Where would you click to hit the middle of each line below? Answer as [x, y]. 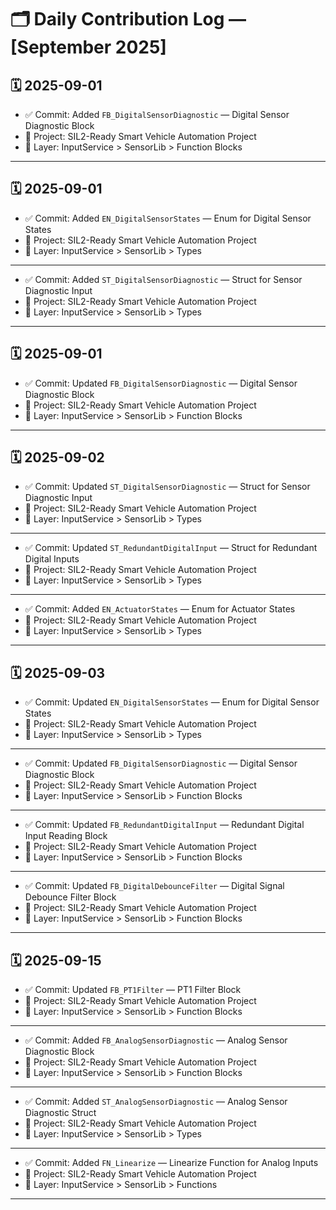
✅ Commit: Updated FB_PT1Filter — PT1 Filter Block [133, 990]
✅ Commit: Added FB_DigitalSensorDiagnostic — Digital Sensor [157, 114]
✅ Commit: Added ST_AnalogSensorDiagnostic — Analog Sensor [156, 1102]
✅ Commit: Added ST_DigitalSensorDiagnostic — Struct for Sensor [163, 279]
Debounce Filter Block [70, 897]
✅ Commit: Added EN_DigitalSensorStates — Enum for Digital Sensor [168, 218]
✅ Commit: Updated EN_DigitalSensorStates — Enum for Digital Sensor [172, 702]
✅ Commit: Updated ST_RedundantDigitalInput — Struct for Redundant [171, 548]
